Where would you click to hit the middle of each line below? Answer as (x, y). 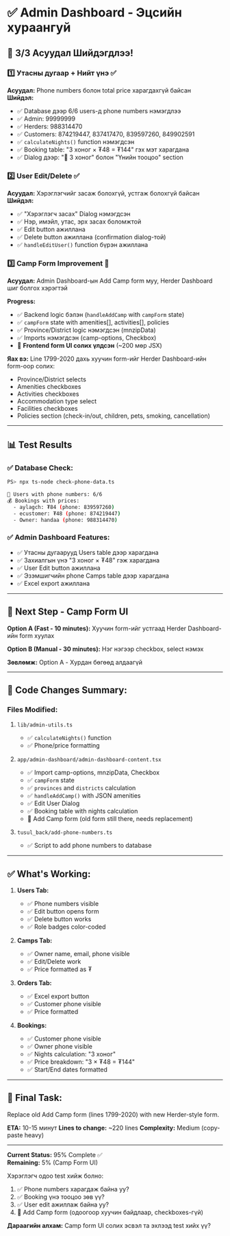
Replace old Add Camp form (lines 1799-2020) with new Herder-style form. (113, 1114)
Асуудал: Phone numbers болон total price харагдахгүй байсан (99, 90)
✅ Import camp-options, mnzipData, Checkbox (93, 772)
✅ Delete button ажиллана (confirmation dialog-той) (91, 237)
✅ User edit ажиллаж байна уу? (63, 1204)
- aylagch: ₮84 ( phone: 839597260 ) (64, 507)
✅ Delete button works (59, 919)
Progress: (21, 301)
